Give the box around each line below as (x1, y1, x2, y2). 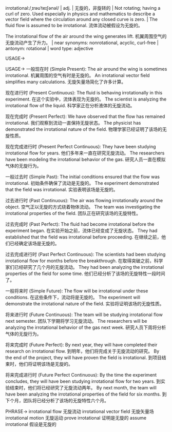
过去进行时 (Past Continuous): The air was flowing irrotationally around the (5, 198, 163, 203)
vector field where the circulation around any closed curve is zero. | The (5, 16, 158, 22)
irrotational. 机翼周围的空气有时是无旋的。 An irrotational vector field (5, 72, 150, 78)
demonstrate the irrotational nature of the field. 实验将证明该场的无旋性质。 (5, 301, 164, 307)
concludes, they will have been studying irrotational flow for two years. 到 (5, 378, 161, 384)
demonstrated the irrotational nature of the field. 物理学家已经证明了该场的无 (5, 126, 167, 132)
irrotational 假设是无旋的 (5, 421, 56, 427)
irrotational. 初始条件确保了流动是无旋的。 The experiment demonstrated (5, 180, 159, 186)
